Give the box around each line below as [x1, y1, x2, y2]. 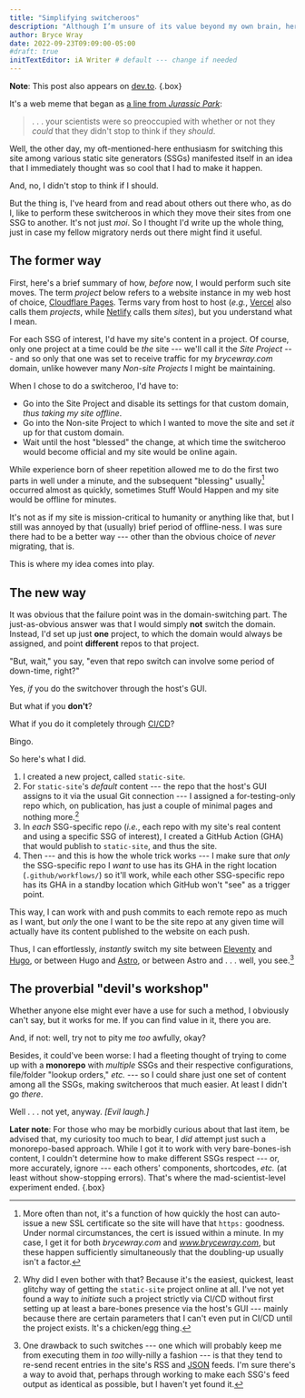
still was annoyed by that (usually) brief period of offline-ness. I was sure [9, 522, 283, 532]
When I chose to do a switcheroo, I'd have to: [9, 380, 179, 391]
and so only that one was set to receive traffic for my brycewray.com [15, 352, 274, 364]
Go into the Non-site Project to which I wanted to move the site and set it [22, 417, 295, 428]
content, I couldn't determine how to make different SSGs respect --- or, [9, 1153, 280, 1164]
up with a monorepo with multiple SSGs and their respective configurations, [9, 1059, 293, 1070]
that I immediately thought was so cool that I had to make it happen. [9, 163, 263, 173]
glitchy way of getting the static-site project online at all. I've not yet [22, 1284, 284, 1295]
